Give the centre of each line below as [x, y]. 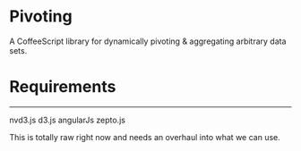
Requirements [63, 87]
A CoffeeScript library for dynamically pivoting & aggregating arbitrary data [148, 41]
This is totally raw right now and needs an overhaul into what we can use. [145, 137]
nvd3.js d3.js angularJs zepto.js [67, 120]
